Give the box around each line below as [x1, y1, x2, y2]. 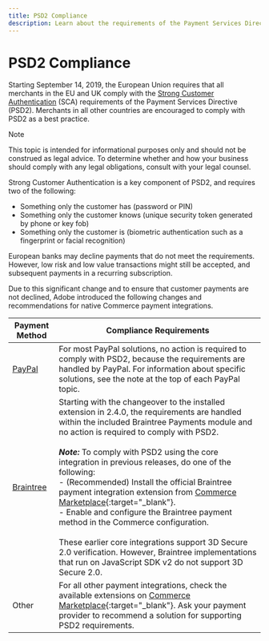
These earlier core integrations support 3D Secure [58, 537, 248, 548]
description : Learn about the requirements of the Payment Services [8, 19, 242, 27]
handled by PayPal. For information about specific [58, 364, 246, 375]
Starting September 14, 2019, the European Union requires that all [8, 80, 224, 90]
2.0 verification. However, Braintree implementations [58, 546, 257, 558]
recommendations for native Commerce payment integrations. [8, 301, 214, 311]
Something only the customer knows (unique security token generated [19, 210, 253, 220]
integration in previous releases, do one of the [58, 457, 232, 468]
